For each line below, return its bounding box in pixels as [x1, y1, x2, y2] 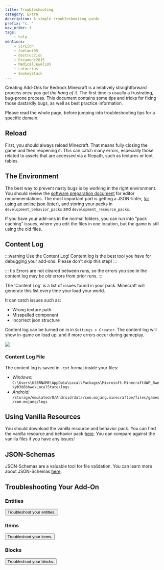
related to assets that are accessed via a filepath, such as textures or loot [5, 153, 153, 159]
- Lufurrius [14, 67, 38, 72]
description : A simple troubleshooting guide [5, 16, 99, 21]
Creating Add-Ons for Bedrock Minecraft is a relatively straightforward [5, 84, 147, 90]
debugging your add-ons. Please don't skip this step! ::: [5, 258, 117, 264]
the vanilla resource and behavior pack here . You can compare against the [5, 431, 155, 437]
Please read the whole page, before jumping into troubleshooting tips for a [5, 109, 155, 115]
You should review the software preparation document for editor [5, 190, 135, 196]
